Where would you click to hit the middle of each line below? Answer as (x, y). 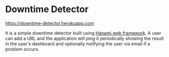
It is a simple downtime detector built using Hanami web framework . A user (83, 33)
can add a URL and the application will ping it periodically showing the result (84, 38)
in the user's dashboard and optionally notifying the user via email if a (78, 43)
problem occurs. (22, 49)
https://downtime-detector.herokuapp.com (50, 23)
